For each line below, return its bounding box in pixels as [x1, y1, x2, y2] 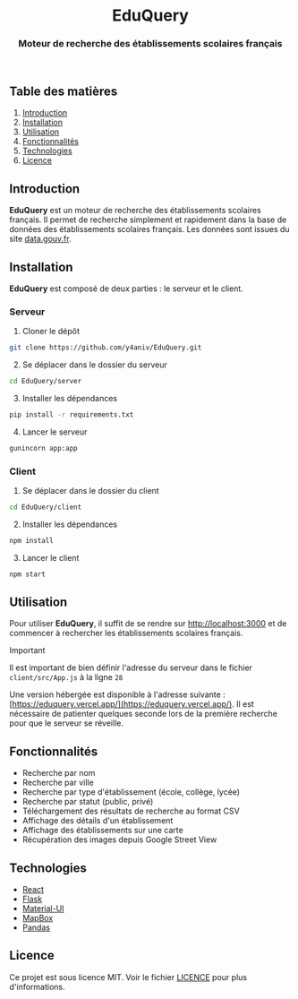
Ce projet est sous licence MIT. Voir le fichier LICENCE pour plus [9, 971, 248, 982]
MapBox [21, 913, 54, 924]
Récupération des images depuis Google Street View [21, 834, 217, 845]
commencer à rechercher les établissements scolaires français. [9, 628, 243, 639]
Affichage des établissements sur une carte [21, 825, 183, 836]
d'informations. [9, 981, 65, 992]
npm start [9, 570, 47, 579]
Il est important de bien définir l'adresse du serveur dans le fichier [9, 662, 253, 673]
